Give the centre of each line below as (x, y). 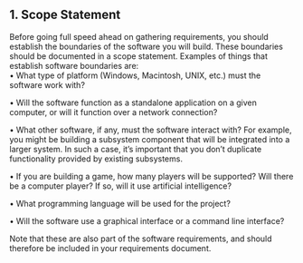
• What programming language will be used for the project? (120, 203)
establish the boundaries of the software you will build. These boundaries (146, 46)
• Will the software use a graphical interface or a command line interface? (147, 220)
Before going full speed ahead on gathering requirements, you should (139, 36)
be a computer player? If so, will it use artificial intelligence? (121, 186)
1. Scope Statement (65, 15)
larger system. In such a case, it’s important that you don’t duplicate (136, 149)
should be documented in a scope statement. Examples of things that (139, 56)
